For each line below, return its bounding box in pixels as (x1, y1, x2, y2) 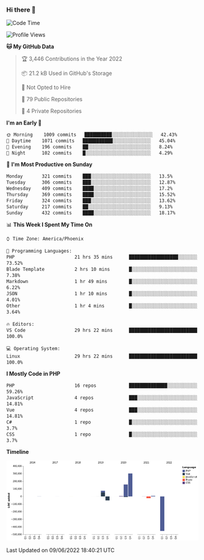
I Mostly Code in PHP (6, 370, 61, 378)
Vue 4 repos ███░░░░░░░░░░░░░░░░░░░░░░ (6, 407, 198, 414)
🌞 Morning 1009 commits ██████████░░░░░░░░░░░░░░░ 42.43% (6, 132, 178, 138)
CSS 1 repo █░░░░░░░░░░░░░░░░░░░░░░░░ (6, 431, 198, 438)
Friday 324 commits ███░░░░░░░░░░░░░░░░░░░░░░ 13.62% (6, 198, 175, 204)
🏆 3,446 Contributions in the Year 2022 (21, 55, 123, 63)
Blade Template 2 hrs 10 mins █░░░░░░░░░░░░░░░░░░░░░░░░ (6, 267, 198, 273)
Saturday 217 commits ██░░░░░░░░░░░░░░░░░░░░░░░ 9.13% (6, 204, 173, 210)
